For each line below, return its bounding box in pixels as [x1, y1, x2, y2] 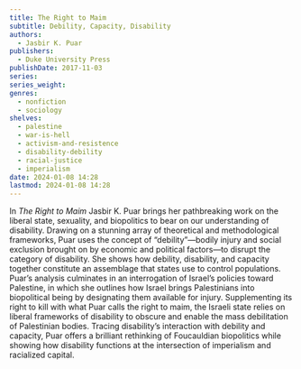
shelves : [9, 114, 42, 123]
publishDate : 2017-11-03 [9, 64, 103, 73]
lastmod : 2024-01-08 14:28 [9, 181, 111, 190]
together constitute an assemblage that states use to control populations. [9, 263, 281, 274]
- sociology [17, 106, 63, 115]
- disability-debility [17, 147, 103, 156]
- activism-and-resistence [17, 139, 119, 148]
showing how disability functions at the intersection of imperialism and [9, 340, 272, 351]
